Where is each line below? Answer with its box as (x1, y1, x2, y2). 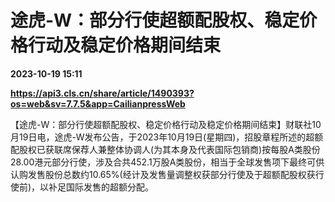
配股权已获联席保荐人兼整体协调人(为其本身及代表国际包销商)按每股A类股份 (10, 143, 321, 155)
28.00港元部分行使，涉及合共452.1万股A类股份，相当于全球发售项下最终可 (10, 156, 317, 168)
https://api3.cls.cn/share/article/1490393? (10, 87, 195, 99)
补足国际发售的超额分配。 (48, 181, 155, 193)
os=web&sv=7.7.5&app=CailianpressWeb (10, 97, 186, 110)
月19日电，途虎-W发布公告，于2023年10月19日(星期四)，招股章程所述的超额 (10, 131, 324, 143)
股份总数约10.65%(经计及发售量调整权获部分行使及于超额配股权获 (44, 168, 316, 180)
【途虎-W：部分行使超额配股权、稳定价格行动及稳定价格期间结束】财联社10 (10, 118, 322, 130)
